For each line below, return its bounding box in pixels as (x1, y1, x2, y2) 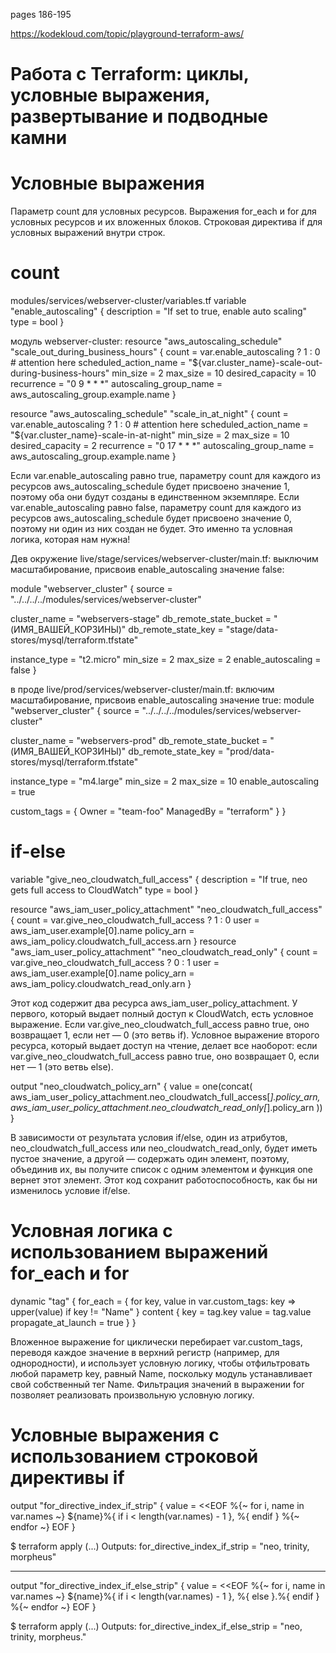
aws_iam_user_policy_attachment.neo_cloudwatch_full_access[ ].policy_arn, (10, 1091, 321, 1103)
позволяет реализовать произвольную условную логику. (10, 1389, 255, 1401)
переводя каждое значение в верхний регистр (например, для (10, 1346, 280, 1358)
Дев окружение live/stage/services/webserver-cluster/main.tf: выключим (10, 553, 319, 565)
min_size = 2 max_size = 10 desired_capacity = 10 (111, 367, 317, 379)
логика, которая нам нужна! (10, 534, 131, 546)
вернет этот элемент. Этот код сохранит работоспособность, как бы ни (10, 1174, 318, 1186)
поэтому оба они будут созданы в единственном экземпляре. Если (10, 491, 300, 503)
